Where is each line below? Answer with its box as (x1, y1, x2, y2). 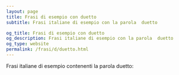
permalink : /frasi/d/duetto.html (6, 46, 89, 53)
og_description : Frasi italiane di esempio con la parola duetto (6, 36, 174, 42)
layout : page (6, 8, 39, 15)
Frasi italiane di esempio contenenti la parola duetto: (6, 62, 134, 69)
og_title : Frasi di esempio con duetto (6, 30, 105, 36)
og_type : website (6, 41, 49, 47)
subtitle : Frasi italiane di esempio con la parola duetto (6, 19, 158, 25)
